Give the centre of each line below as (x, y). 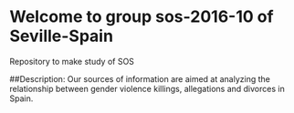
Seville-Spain (62, 36)
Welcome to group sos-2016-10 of (142, 17)
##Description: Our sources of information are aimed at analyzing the (140, 78)
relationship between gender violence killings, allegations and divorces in (147, 88)
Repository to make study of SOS (72, 61)
